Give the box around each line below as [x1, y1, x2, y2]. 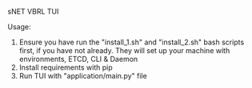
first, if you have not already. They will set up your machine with [18, 46, 230, 55]
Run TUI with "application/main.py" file [18, 71, 147, 80]
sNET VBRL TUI [7, 7, 59, 16]
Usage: [7, 22, 31, 31]
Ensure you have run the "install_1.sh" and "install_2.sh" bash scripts [18, 37, 245, 47]
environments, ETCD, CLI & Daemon [18, 55, 138, 63]
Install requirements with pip [18, 63, 113, 72]
